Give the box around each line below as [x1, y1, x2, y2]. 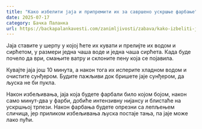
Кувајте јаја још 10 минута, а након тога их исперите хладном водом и [6, 67, 187, 74]
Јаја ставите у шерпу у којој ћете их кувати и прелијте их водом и [6, 42, 176, 49]
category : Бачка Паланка [6, 20, 69, 26]
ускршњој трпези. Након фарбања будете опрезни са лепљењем [6, 103, 175, 111]
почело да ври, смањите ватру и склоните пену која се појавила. [6, 55, 174, 62]
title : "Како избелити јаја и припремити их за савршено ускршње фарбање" [6, 8, 198, 15]
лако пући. [6, 116, 34, 124]
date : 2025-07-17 [6, 14, 50, 20]
